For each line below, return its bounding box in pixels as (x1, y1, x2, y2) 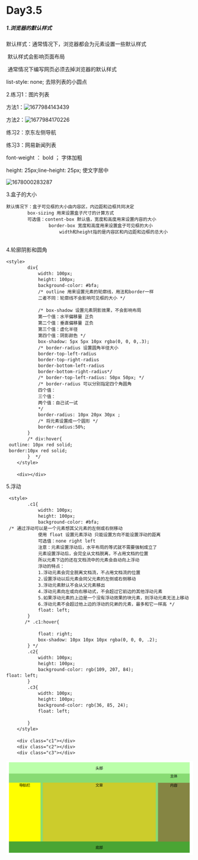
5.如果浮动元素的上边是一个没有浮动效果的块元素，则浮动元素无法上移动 (37, 595, 189, 601)
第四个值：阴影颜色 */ (37, 333, 86, 339)
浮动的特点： (37, 563, 65, 569)
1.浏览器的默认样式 (6, 24, 52, 31)
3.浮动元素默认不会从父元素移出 (37, 582, 106, 588)
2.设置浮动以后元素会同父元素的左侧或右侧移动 (37, 576, 136, 582)
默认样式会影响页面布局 (7, 53, 65, 60)
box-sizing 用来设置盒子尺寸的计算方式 (27, 210, 114, 216)
